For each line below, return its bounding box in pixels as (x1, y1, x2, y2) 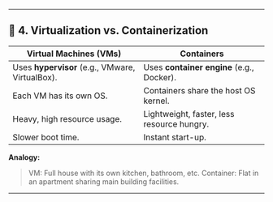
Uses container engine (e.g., (143, 62, 254, 73)
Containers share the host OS (143, 84, 256, 96)
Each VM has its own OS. (12, 90, 108, 101)
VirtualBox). (12, 71, 58, 83)
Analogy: (8, 152, 41, 162)
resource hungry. (143, 118, 210, 130)
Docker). (143, 71, 177, 83)
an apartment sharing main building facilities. (28, 176, 180, 187)
